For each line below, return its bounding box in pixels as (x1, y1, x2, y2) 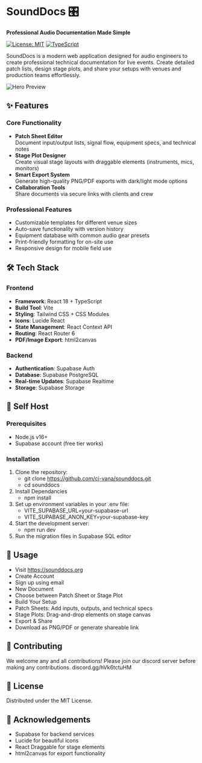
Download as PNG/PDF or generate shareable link (14, 624, 139, 631)
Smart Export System (14, 171, 71, 178)
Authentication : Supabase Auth (14, 364, 95, 372)
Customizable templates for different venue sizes (14, 218, 137, 226)
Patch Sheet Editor (14, 132, 63, 139)
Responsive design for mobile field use (14, 244, 112, 252)
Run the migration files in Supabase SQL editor (14, 532, 131, 540)
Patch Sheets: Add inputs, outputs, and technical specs (14, 604, 153, 612)
